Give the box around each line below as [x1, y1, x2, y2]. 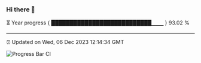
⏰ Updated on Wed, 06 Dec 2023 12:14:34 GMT [6, 39, 124, 46]
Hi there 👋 [6, 5, 36, 14]
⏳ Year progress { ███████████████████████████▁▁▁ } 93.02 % [6, 19, 190, 26]
